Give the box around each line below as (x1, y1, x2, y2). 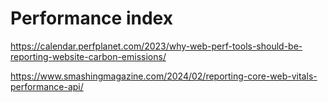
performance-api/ (10, 80, 84, 92)
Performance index (10, 7, 173, 30)
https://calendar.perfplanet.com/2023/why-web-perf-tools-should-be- (10, 40, 303, 52)
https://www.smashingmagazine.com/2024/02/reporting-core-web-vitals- (10, 70, 318, 82)
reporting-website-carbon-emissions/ (10, 50, 167, 62)
